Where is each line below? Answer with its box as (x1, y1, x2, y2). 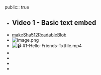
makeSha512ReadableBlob (11, 32, 67, 38)
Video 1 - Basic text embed (11, 18, 97, 27)
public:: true (4, 4, 29, 10)
